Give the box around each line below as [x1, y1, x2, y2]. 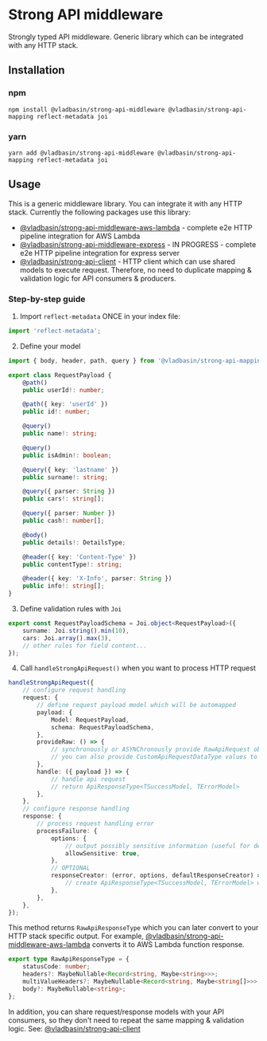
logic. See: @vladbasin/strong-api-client [8, 1023, 141, 1033]
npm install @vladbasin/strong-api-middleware [8, 105, 165, 113]
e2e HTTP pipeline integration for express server [19, 248, 180, 257]
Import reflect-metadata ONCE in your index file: [19, 312, 181, 321]
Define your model [19, 341, 81, 351]
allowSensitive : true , [64, 849, 141, 858]
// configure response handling [22, 805, 130, 813]
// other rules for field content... [22, 642, 148, 650]
